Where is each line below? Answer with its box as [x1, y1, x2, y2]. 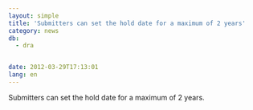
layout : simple [8, 11, 59, 20]
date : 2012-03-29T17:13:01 [8, 63, 99, 71]
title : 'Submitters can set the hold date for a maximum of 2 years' [8, 19, 247, 27]
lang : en [8, 71, 38, 79]
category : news [8, 26, 59, 35]
